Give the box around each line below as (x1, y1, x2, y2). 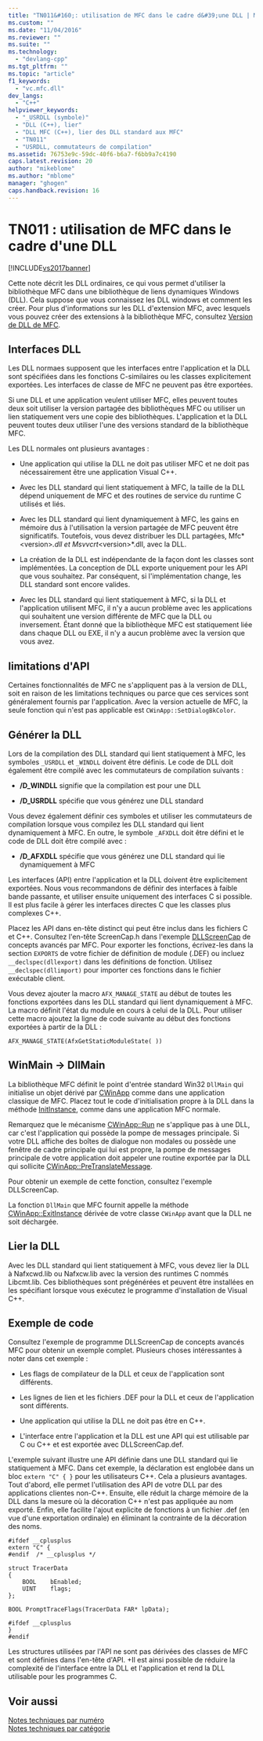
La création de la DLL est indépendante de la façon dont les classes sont (19, 555, 254, 564)
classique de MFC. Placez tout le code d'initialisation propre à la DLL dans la (8, 1096, 254, 1105)
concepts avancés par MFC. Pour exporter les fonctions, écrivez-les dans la (8, 940, 254, 950)
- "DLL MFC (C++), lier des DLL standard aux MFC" (15, 128, 184, 136)
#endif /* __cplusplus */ (8, 1551, 96, 1559)
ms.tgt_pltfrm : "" (8, 63, 68, 71)
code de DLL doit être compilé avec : (8, 837, 127, 845)
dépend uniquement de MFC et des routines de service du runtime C (19, 491, 242, 501)
